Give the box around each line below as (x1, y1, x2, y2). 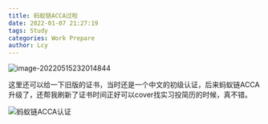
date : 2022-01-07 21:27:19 (8, 19, 99, 27)
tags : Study (8, 26, 48, 34)
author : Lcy (8, 42, 48, 50)
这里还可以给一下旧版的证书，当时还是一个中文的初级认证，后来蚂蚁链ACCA (8, 80, 261, 90)
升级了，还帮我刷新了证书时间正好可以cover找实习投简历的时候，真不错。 (8, 90, 253, 100)
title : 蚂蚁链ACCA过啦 (8, 11, 79, 20)
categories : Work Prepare (8, 34, 95, 42)
